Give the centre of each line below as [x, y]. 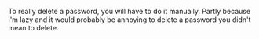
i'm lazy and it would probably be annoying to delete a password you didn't [129, 19]
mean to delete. [33, 28]
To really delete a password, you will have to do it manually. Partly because [129, 11]
